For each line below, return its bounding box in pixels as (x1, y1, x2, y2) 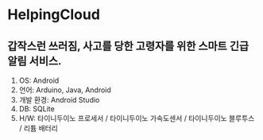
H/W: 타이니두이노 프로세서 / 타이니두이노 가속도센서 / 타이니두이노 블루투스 (18, 114, 255, 122)
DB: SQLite (18, 104, 55, 113)
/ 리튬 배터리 (18, 123, 59, 133)
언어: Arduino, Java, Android (18, 85, 112, 95)
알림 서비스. (7, 54, 62, 68)
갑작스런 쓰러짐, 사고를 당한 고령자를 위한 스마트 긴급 (7, 39, 249, 52)
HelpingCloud (7, 6, 101, 24)
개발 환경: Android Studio (18, 95, 100, 104)
